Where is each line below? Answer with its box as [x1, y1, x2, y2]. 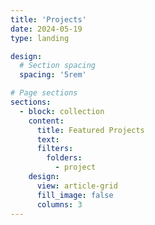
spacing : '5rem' [19, 70, 87, 80]
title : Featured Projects [36, 125, 145, 135]
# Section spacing [19, 61, 97, 71]
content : [28, 116, 65, 126]
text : [36, 134, 60, 145]
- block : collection [19, 106, 105, 116]
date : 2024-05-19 [10, 24, 83, 34]
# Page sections [10, 88, 78, 98]
